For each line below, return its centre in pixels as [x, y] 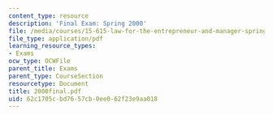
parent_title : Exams [43, 69]
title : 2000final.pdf [45, 91]
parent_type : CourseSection [56, 76]
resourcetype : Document [49, 83]
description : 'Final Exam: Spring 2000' [78, 23]
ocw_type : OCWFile [39, 62]
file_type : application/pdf [56, 38]
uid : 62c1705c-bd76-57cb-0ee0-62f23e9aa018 [83, 99]
